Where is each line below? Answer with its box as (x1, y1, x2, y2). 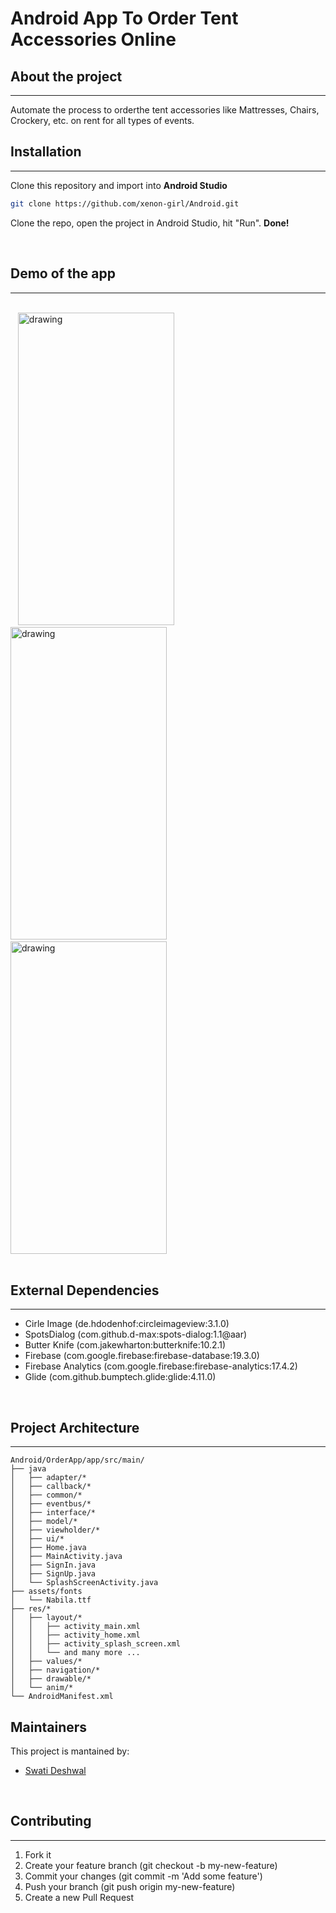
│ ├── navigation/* (10, 1665, 101, 1676)
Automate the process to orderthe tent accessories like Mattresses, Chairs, (10, 104, 320, 116)
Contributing (10, 1813, 92, 1830)
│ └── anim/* (10, 1683, 74, 1693)
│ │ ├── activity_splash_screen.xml (10, 1639, 182, 1649)
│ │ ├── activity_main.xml (10, 1622, 141, 1632)
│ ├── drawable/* (10, 1674, 92, 1684)
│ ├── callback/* (10, 1482, 92, 1492)
